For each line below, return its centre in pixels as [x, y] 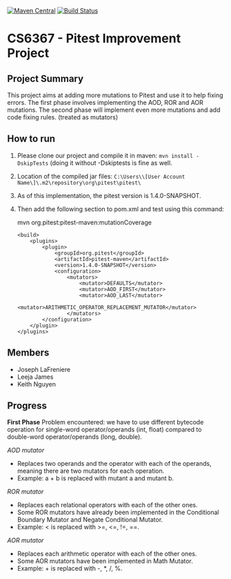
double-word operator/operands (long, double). [75, 437]
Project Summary [46, 78]
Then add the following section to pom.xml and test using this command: [120, 209]
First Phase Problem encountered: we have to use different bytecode [106, 422]
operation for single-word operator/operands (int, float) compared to [104, 430]
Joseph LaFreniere [44, 369]
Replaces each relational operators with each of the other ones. [107, 505]
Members [28, 353]
